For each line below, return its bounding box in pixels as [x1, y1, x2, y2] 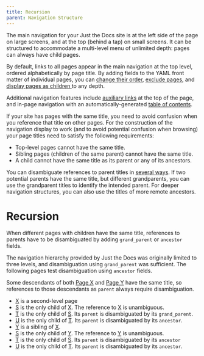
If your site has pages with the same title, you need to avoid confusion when [6, 112, 198, 120]
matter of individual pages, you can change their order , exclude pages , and [6, 76, 195, 83]
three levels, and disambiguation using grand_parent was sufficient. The [6, 261, 187, 268]
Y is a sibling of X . [15, 323, 61, 330]
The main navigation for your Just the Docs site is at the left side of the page [6, 31, 199, 38]
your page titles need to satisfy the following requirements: [6, 132, 154, 139]
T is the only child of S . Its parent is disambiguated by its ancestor [15, 336, 181, 344]
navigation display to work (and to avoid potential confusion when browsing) [6, 125, 199, 133]
